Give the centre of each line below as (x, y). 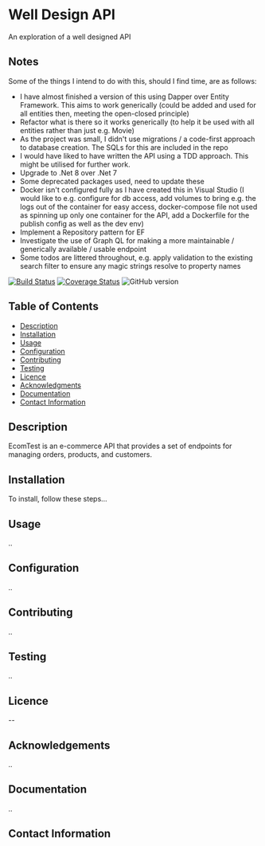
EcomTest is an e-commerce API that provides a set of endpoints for (120, 446)
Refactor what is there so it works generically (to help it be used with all (137, 122)
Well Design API (62, 15)
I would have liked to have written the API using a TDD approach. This (134, 155)
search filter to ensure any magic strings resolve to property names (130, 266)
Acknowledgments (51, 385)
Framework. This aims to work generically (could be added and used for (138, 104)
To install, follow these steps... (58, 499)
